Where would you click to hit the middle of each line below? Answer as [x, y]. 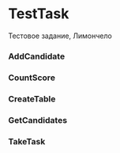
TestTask [39, 14]
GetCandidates [38, 120]
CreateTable [32, 98]
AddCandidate [37, 56]
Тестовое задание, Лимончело [60, 36]
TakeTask [27, 141]
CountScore [32, 78]
